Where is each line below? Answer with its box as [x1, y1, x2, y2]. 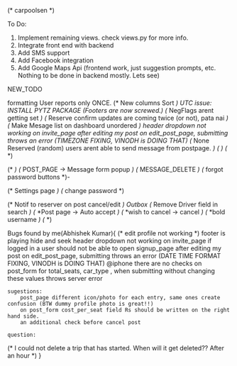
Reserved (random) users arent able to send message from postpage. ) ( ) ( [7, 144, 228, 152]
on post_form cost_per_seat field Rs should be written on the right [20, 306, 231, 314]
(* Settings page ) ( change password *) [7, 187, 125, 194]
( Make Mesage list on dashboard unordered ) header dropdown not [7, 121, 207, 130]
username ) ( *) [7, 216, 53, 223]
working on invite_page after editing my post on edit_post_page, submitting [7, 129, 228, 137]
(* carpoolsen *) [7, 6, 55, 14]
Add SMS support [17, 49, 70, 57]
